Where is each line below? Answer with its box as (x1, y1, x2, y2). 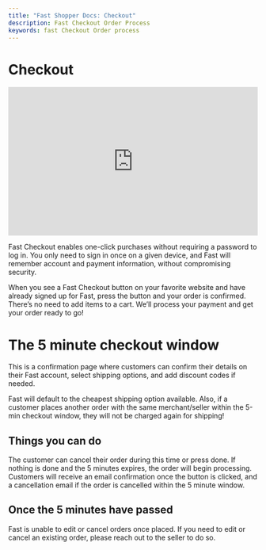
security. (8, 267, 37, 277)
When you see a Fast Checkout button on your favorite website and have (8, 283, 246, 292)
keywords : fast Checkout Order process (8, 26, 140, 34)
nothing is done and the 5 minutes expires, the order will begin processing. (8, 464, 252, 473)
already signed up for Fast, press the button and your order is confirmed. (8, 291, 246, 301)
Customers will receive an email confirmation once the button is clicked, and (8, 472, 257, 482)
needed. (8, 379, 36, 388)
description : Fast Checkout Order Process (8, 19, 150, 27)
